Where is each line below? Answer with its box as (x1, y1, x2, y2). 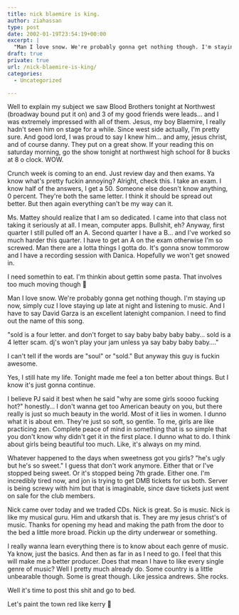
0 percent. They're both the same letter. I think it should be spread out (7, 192, 213, 200)
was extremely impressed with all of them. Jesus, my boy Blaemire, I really (7, 118, 226, 126)
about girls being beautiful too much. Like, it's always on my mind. (7, 440, 201, 449)
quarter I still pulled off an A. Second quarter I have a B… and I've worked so (7, 229, 231, 237)
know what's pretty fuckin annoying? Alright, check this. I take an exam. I (7, 177, 222, 185)
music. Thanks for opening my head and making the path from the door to (7, 521, 224, 529)
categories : (7, 70, 43, 77)
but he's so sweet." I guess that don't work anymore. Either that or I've (7, 461, 214, 470)
